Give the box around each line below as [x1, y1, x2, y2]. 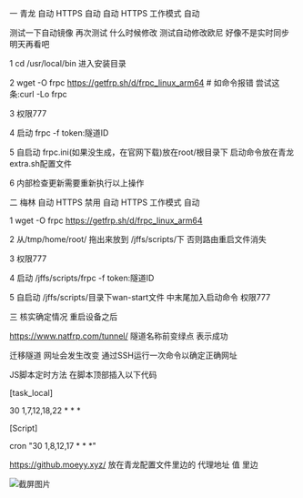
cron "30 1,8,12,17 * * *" [9, 441, 97, 451]
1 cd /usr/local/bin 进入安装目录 [9, 58, 127, 68]
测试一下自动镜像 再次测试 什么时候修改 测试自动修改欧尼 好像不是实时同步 [9, 27, 289, 38]
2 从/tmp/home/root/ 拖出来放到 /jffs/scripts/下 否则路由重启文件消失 [9, 234, 267, 244]
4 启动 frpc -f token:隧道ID [9, 127, 109, 138]
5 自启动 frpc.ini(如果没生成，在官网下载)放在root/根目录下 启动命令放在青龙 [9, 147, 295, 158]
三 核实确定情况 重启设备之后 [9, 311, 118, 321]
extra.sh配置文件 [9, 158, 73, 168]
